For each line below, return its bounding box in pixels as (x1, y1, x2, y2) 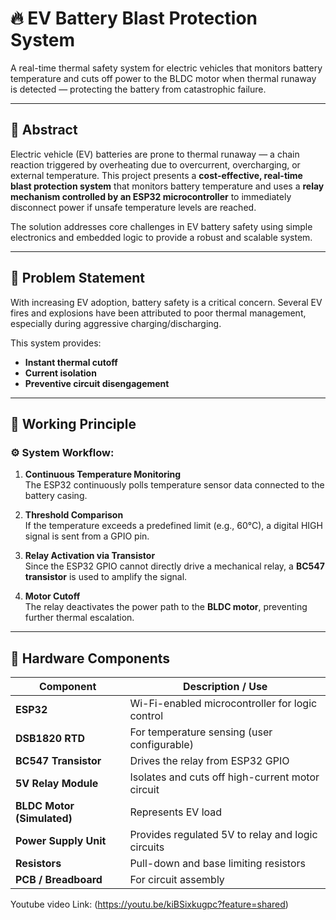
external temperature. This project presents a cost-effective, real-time (10, 169, 303, 181)
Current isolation (24, 367, 97, 379)
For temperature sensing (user (129, 725, 273, 739)
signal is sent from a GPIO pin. (24, 530, 150, 542)
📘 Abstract (10, 122, 78, 139)
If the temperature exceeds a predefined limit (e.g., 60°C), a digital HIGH (24, 520, 323, 532)
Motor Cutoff (24, 590, 81, 602)
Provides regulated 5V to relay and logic (129, 828, 318, 842)
